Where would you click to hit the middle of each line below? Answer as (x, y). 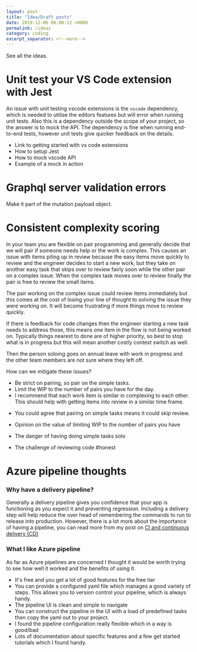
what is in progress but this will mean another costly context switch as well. (98, 342)
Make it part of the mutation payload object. (59, 204)
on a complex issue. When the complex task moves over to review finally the (99, 276)
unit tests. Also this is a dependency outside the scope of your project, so (95, 121)
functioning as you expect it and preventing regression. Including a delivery (98, 509)
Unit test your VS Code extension (89, 80)
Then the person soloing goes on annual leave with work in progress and (94, 353)
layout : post (22, 12)
